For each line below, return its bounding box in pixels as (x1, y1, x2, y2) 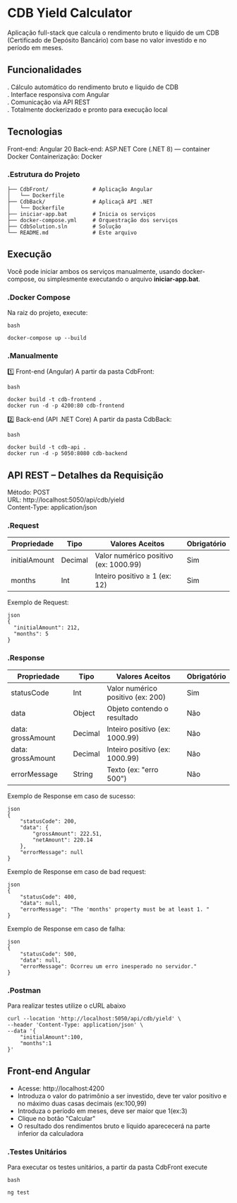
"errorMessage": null (20, 848, 83, 856)
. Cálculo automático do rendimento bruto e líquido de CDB (7, 83, 178, 91)
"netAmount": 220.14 (32, 836, 93, 844)
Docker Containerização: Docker (7, 152, 102, 161)
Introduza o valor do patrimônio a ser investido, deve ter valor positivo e (17, 1091, 227, 1100)
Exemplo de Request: (7, 598, 69, 606)
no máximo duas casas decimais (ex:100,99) (17, 1099, 147, 1107)
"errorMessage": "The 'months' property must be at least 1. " (20, 906, 210, 913)
